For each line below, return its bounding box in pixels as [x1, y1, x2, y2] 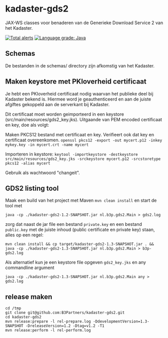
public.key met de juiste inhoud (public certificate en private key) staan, [5, 227, 155, 233]
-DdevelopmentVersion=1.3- [93, 319, 150, 324]
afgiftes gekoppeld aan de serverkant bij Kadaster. [5, 101, 110, 107]
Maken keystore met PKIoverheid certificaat [5, 77, 147, 86]
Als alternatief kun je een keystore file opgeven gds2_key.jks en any [5, 260, 146, 266]
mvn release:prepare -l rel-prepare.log [5, 319, 92, 324]
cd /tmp [5, 306, 22, 311]
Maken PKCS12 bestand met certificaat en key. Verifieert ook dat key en [5, 131, 154, 137]
